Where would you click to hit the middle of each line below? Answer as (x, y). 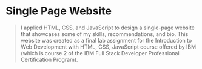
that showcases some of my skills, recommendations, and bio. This (104, 34)
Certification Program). (49, 59)
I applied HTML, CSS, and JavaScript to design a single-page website (108, 28)
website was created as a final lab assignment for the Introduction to (106, 40)
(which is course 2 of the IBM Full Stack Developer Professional (100, 53)
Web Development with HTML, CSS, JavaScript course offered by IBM (108, 47)
